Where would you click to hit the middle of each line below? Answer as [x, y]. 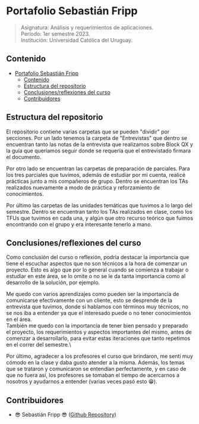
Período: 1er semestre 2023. [55, 33]
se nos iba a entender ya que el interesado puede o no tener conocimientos [99, 313]
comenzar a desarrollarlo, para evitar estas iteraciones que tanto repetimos [98, 338]
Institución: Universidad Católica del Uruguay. [77, 40]
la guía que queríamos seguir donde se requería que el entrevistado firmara [99, 151]
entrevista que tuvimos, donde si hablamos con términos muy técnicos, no [97, 307]
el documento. [24, 157]
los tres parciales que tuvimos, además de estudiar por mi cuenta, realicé [96, 174]
